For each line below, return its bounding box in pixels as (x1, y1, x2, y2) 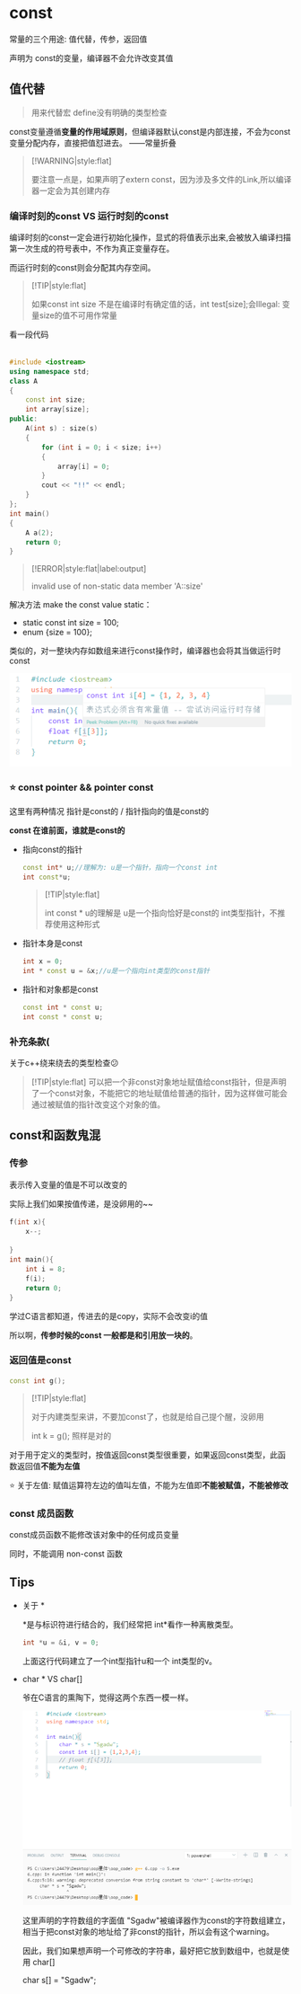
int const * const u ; (21, 1012, 104, 1022)
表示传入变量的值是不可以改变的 (9, 1179, 127, 1190)
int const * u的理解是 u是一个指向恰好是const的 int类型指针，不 (44, 908, 278, 918)
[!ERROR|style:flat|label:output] (30, 563, 147, 574)
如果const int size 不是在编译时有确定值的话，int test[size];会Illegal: (30, 299, 280, 310)
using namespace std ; (9, 367, 90, 376)
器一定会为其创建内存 (30, 185, 110, 196)
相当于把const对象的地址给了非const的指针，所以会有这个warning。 (21, 1927, 275, 1937)
